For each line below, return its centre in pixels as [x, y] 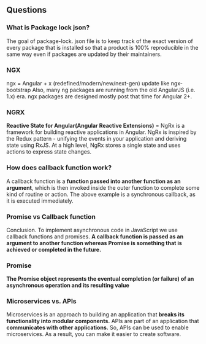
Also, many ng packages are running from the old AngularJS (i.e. [114, 90]
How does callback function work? [59, 168]
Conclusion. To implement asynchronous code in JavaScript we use [92, 230]
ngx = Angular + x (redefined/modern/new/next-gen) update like [88, 83]
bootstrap [19, 90]
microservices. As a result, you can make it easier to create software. [94, 334]
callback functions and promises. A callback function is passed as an [95, 237]
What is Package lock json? [48, 28]
